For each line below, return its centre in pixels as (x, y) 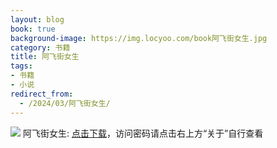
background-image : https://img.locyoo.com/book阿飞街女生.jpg (139, 38)
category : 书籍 (40, 47)
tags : (21, 66)
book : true (33, 29)
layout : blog (37, 19)
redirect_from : (42, 94)
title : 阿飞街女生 (45, 57)
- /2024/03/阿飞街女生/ (65, 103)
